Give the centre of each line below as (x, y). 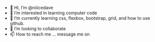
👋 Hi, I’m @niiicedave (32, 8)
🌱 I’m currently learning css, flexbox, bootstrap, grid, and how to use (80, 18)
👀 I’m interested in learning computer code (53, 13)
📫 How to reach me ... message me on (50, 34)
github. (17, 23)
